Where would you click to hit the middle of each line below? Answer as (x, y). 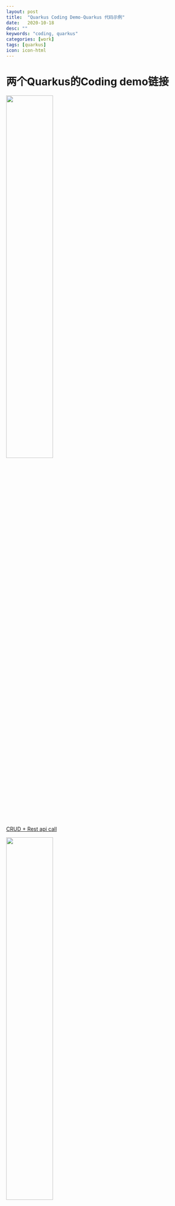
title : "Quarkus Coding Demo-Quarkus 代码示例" (66, 17)
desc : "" (17, 28)
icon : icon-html (26, 51)
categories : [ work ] (30, 39)
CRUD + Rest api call (32, 829)
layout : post (22, 12)
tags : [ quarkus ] (26, 45)
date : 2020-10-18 (30, 23)
